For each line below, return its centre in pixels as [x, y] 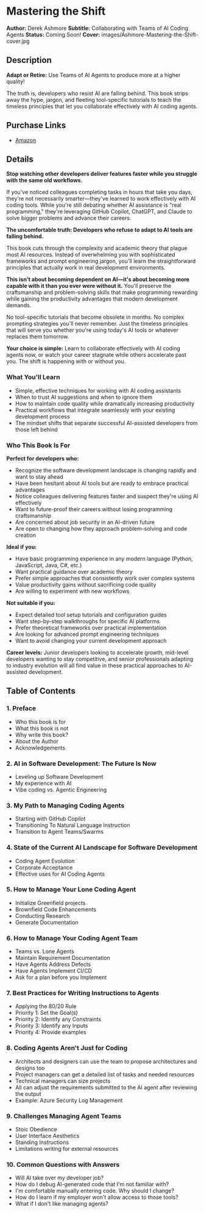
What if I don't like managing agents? [62, 1204]
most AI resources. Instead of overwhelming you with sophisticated [91, 255]
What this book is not [42, 728]
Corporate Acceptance [44, 867]
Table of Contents [41, 691]
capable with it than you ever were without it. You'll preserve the [89, 286]
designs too [30, 1068]
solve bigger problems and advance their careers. [69, 218]
